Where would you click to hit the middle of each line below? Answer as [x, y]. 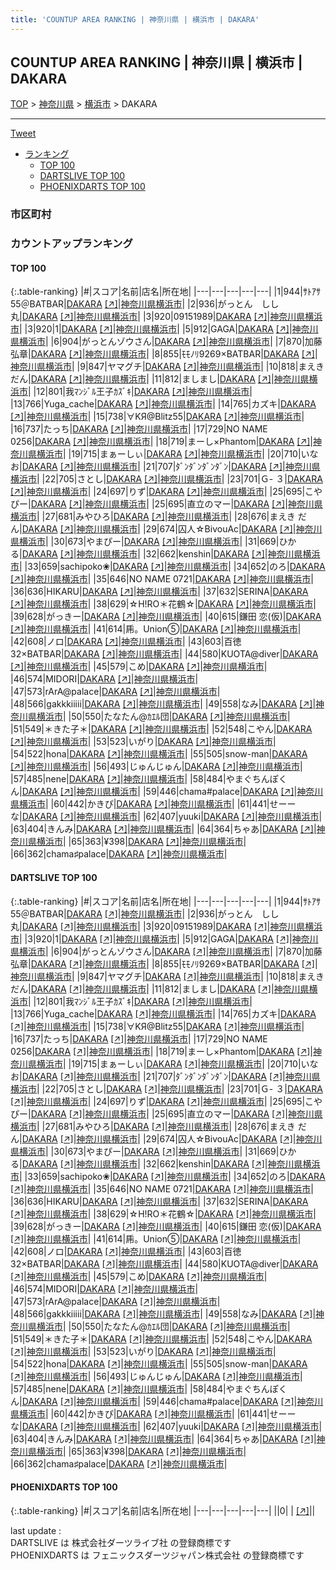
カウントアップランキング [71, 244]
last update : [36, 1530]
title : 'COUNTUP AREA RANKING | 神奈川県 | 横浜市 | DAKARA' [135, 19]
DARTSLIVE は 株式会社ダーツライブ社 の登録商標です [121, 1542]
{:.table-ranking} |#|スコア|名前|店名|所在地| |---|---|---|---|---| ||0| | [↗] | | [163, 1510]
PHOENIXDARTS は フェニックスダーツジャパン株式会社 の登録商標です [157, 1555]
